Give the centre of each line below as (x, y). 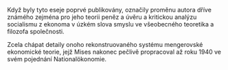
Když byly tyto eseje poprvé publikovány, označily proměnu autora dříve (109, 10)
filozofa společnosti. (36, 31)
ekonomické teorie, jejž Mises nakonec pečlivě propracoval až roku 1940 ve (114, 52)
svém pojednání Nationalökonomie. (57, 59)
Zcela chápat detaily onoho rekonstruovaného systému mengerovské (105, 45)
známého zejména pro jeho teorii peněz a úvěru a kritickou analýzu (102, 17)
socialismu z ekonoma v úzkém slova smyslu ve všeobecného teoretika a (111, 24)
